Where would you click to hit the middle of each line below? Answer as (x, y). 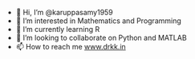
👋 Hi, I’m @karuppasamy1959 (65, 12)
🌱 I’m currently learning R (58, 29)
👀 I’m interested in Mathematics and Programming (99, 21)
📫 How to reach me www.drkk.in (71, 47)
